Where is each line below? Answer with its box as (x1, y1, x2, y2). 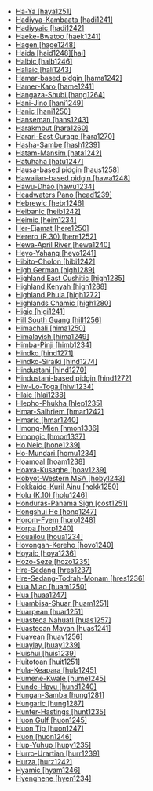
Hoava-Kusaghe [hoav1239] (15, 465, 107, 474)
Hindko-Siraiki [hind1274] (15, 357, 98, 366)
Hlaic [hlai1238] (15, 390, 67, 399)
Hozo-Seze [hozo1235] (15, 557, 90, 566)
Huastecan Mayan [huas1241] (15, 624, 111, 632)
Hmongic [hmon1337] (15, 432, 86, 441)
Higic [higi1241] (15, 307, 65, 316)
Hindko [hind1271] (15, 348, 74, 358)
